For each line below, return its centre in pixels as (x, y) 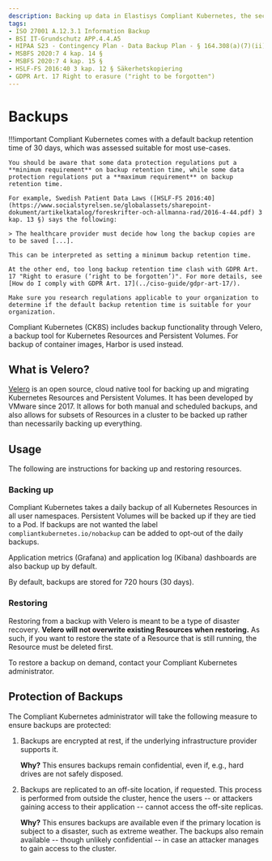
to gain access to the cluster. (68, 848)
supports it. (39, 749)
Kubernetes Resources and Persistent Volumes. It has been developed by (131, 398)
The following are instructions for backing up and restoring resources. (125, 469)
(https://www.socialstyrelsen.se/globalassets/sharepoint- (110, 205)
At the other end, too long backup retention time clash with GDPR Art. (134, 269)
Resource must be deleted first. (61, 647)
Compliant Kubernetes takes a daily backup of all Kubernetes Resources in (133, 508)
